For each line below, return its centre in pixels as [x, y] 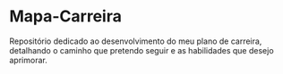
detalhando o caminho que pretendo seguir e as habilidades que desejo [142, 50]
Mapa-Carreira [66, 16]
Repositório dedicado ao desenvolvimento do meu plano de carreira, [136, 41]
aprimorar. [28, 60]
